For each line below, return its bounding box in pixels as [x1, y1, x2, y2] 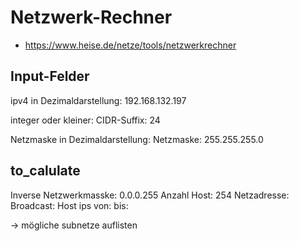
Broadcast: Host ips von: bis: [10, 199, 129, 211]
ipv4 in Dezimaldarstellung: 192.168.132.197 [10, 94, 187, 106]
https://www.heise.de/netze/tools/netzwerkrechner [24, 39, 237, 51]
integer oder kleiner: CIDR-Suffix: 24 [10, 114, 161, 126]
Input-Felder [10, 68, 90, 85]
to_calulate [10, 162, 81, 180]
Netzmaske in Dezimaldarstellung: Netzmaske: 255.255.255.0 [10, 133, 264, 145]
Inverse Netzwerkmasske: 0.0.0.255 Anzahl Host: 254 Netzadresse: [10, 189, 290, 201]
